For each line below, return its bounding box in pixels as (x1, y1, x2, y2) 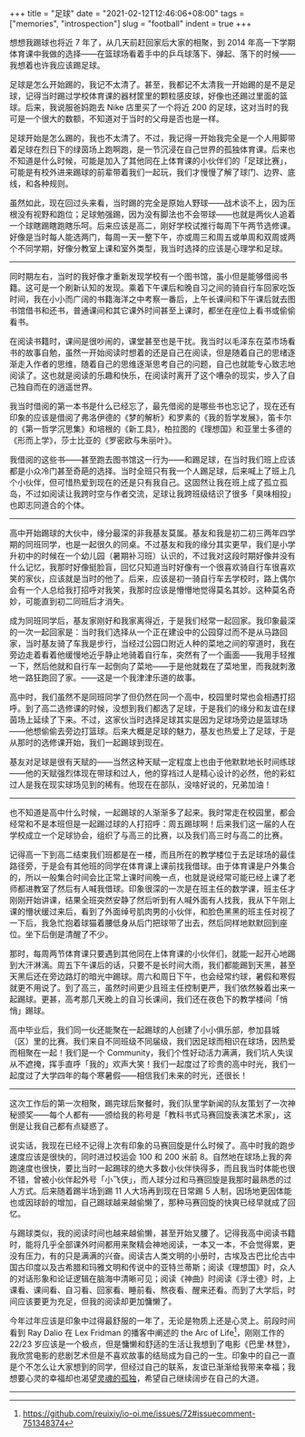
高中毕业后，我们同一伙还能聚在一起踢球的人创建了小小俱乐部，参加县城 (9, 1024, 280, 1035)
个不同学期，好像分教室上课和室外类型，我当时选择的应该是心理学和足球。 (9, 243, 288, 253)
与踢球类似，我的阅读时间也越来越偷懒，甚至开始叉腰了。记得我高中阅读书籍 (9, 1228, 296, 1238)
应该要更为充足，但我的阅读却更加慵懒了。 (16, 1296, 177, 1307)
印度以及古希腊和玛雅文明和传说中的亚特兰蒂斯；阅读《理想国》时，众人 (25, 1262, 296, 1272)
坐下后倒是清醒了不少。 (25, 929, 113, 940)
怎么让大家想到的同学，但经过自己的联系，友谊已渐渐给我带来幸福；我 (33, 1361, 296, 1372)
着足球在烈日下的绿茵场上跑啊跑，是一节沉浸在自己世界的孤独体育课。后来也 (9, 144, 296, 155)
